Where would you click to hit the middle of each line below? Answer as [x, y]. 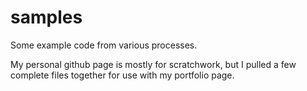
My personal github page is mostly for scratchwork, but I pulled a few [153, 64]
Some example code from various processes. [104, 45]
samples [46, 17]
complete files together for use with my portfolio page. [122, 75]
